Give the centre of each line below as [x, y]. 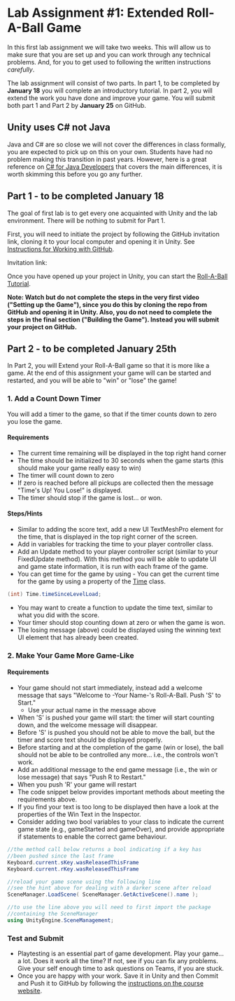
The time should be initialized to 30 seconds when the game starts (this [120, 460]
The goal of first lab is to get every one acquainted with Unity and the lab [113, 213]
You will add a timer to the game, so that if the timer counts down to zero [112, 414]
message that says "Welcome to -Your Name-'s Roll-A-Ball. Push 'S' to [119, 696]
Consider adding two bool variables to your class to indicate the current [121, 822]
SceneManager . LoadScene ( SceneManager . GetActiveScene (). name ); [103, 895]
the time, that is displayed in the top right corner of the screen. [107, 537]
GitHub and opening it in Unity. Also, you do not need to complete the [109, 312]
